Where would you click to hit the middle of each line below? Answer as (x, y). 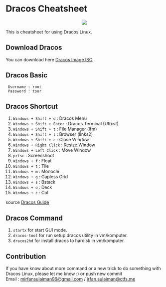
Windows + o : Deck (32, 187)
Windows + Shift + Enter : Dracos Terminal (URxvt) (66, 124)
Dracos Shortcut (32, 106)
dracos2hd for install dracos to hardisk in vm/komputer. (69, 241)
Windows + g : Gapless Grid (40, 177)
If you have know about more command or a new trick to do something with (83, 268)
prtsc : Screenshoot (33, 156)
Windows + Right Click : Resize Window (54, 145)
